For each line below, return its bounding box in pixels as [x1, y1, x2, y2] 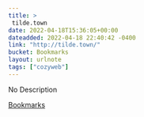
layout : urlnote [8, 56, 62, 64]
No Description [8, 85, 58, 94]
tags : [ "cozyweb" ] [8, 63, 69, 71]
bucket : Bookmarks [8, 48, 69, 56]
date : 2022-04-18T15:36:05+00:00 [8, 26, 119, 34]
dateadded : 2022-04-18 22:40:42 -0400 [8, 33, 136, 42]
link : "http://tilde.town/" [8, 41, 101, 49]
